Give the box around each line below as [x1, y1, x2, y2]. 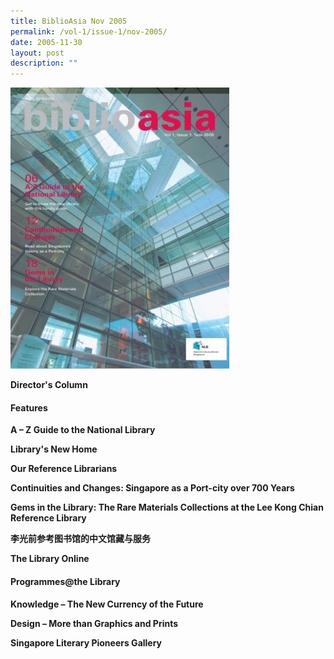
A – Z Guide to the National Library [10, 424, 156, 436]
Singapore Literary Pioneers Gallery [10, 636, 163, 649]
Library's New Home [10, 443, 98, 455]
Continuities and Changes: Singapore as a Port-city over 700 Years [10, 482, 295, 494]
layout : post [10, 48, 65, 58]
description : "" [10, 58, 78, 69]
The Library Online [10, 553, 90, 565]
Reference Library [10, 512, 87, 524]
